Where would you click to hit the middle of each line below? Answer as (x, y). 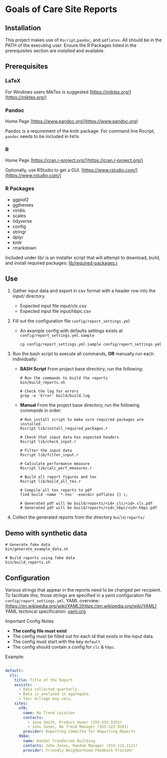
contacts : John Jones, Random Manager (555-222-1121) (80, 745)
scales (19, 216)
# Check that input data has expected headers (69, 437)
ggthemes (23, 205)
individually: (25, 359)
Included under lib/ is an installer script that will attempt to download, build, (83, 258)
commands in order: (41, 410)
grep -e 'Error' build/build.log (55, 396)
